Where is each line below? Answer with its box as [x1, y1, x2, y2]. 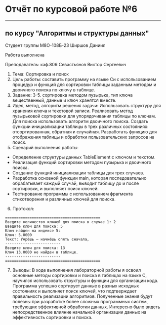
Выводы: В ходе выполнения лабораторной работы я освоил [12, 267, 141, 273]
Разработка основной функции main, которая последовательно [12, 175, 147, 181]
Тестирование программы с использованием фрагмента [12, 191, 133, 197]
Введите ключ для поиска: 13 [5, 245, 65, 250]
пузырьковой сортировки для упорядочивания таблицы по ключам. [12, 113, 157, 119]
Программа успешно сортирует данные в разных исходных [12, 283, 139, 288]
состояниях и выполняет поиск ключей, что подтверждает [12, 288, 137, 294]
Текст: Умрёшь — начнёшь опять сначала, [5, 237, 90, 242]
